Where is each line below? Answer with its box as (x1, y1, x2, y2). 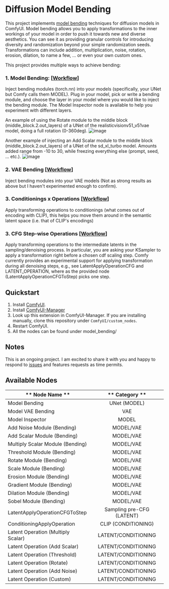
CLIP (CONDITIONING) (100, 520, 154, 527)
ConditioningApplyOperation (8, 520, 75, 527)
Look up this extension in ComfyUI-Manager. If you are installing (12, 312, 146, 318)
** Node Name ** (25, 391, 70, 398)
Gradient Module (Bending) (8, 481, 72, 488)
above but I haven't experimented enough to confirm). (5, 183, 117, 189)
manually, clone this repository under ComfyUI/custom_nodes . (12, 317, 137, 323)
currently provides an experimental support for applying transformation (5, 258, 153, 264)
